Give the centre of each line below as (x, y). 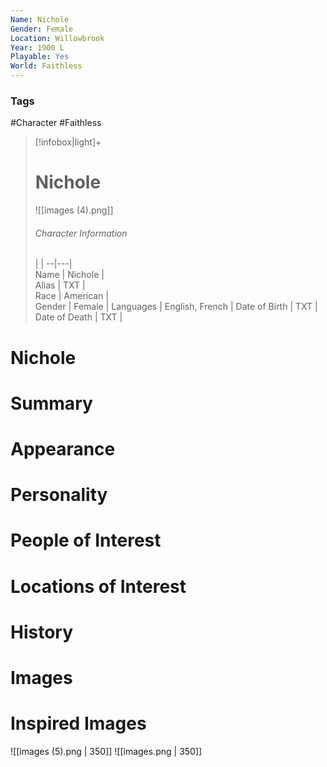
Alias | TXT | (60, 285)
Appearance (63, 449)
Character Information (81, 233)
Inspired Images (78, 723)
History (42, 632)
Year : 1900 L (37, 47)
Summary (51, 403)
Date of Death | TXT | (78, 317)
